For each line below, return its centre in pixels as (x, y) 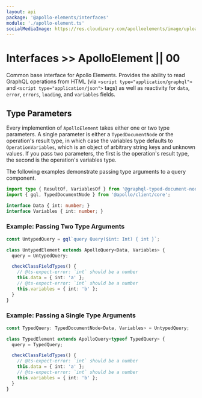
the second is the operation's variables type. (62, 160)
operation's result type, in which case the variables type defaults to (90, 141)
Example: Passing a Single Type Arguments (71, 315)
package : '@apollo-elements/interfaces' (58, 17)
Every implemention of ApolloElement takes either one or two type (88, 128)
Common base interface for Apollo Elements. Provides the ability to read (96, 75)
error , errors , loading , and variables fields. (61, 95)
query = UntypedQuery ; (40, 256)
